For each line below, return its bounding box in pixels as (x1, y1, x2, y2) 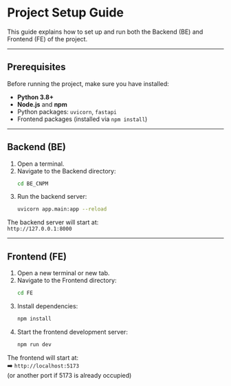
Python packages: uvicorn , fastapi (16, 107, 117, 116)
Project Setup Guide (7, 5, 124, 21)
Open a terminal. (16, 160, 65, 168)
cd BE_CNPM (16, 180, 49, 187)
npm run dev (16, 341, 52, 348)
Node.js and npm (16, 100, 67, 108)
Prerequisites (7, 61, 66, 73)
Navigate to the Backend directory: (16, 167, 116, 175)
